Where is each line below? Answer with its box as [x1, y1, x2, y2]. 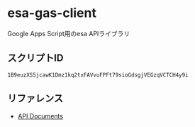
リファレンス [7, 92, 64, 104]
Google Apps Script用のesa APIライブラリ [7, 29, 130, 38]
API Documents [17, 111, 64, 120]
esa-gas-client [7, 5, 97, 21]
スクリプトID [7, 52, 64, 65]
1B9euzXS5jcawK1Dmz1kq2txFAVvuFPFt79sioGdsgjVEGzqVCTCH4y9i [7, 71, 189, 79]
